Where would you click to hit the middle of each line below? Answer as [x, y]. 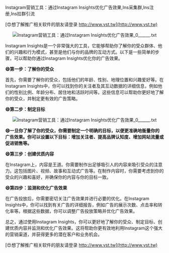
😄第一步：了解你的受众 [30, 69]
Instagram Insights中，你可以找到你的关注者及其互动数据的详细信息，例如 [82, 86]
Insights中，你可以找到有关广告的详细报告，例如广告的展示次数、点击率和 [82, 205]
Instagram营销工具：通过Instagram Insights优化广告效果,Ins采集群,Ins [77, 7]
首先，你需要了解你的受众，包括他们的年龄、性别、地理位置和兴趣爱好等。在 [84, 80]
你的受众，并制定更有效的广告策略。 [43, 99]
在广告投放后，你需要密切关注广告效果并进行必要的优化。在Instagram [77, 198]
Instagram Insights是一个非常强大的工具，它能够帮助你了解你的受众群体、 [82, 46]
